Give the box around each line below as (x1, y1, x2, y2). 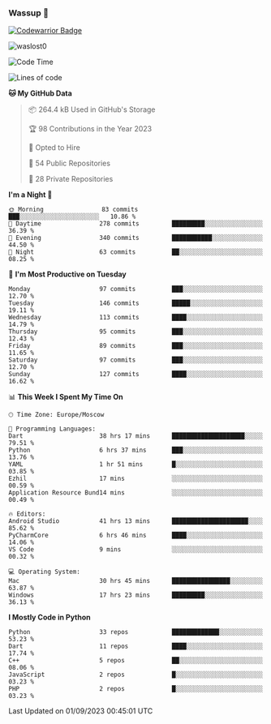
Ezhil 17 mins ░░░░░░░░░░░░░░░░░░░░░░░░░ (8, 474, 264, 483)
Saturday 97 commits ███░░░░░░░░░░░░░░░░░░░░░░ (8, 356, 264, 364)
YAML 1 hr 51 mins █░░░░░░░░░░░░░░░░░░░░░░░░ (8, 461, 264, 469)
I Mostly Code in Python (8, 612, 91, 623)
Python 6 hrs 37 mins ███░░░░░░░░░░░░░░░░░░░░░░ (8, 446, 264, 455)
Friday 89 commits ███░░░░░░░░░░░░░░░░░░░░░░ (8, 342, 264, 350)
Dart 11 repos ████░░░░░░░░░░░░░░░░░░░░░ (8, 642, 264, 651)
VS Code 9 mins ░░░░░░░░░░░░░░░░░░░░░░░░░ (8, 546, 264, 554)
